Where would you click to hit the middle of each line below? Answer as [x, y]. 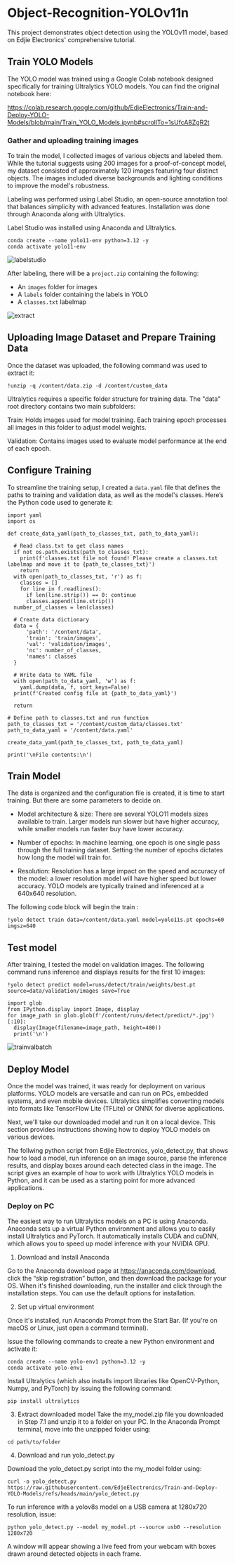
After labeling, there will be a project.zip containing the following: [103, 273]
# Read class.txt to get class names [69, 546]
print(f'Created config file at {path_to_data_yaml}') [95, 693]
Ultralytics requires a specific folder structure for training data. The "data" [114, 399]
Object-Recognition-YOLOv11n [98, 13]
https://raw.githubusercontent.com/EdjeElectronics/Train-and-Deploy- [113, 1488]
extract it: [21, 373]
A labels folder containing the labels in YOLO [83, 295]
